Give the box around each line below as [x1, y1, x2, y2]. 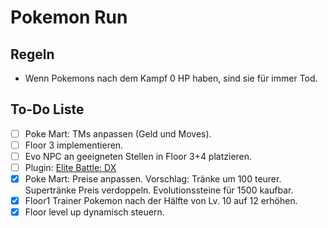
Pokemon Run [10, 6, 128, 29]
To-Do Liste [10, 101, 85, 118]
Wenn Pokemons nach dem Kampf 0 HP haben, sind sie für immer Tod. [24, 72, 318, 84]
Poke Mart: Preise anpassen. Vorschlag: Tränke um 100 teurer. [24, 173, 282, 185]
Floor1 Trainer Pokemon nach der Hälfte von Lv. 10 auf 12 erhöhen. [24, 195, 298, 207]
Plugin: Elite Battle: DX [24, 162, 117, 173]
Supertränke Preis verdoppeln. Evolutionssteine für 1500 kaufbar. [24, 184, 294, 196]
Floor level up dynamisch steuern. [24, 206, 165, 218]
